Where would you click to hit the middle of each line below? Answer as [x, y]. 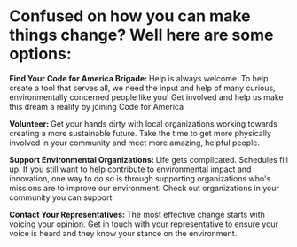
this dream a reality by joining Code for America [97, 106]
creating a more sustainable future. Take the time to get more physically [141, 133]
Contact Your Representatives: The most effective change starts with [137, 214]
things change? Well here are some [141, 35]
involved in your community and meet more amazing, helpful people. [134, 143]
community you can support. [62, 197]
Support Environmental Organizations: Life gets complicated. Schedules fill [148, 159]
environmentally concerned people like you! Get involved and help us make [146, 97]
